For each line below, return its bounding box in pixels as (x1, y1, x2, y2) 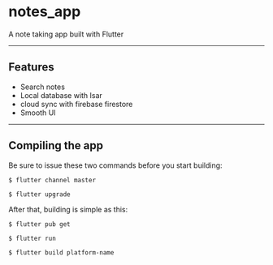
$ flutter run (8, 234, 57, 242)
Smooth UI (19, 108, 56, 118)
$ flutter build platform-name (8, 248, 115, 257)
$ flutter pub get (8, 220, 71, 229)
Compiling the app (8, 139, 104, 152)
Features (8, 60, 54, 75)
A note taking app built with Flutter (8, 29, 124, 39)
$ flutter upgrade (8, 190, 71, 199)
